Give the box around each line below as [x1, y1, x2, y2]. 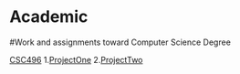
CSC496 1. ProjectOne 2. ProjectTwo [9, 54, 143, 65]
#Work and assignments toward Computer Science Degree [9, 37, 231, 48]
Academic [9, 6, 89, 27]
